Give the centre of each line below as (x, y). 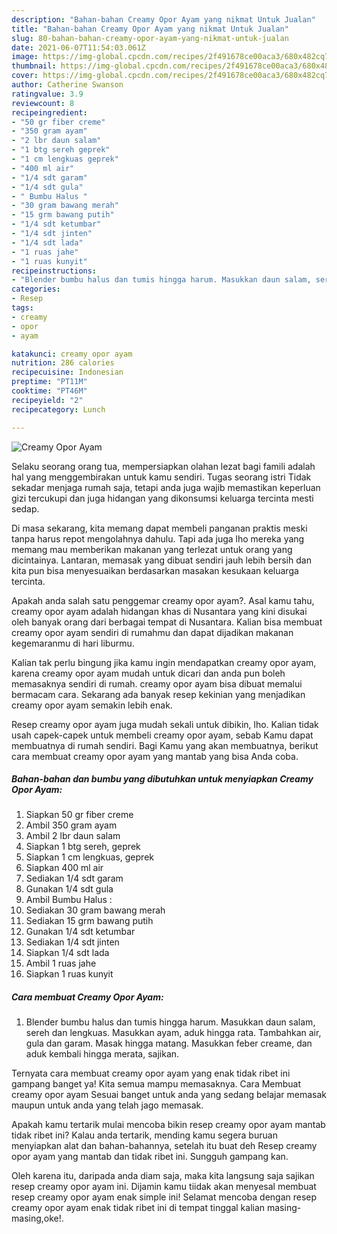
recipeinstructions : (54, 271)
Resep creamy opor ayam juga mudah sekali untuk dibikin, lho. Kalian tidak (165, 724)
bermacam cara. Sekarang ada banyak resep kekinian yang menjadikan (158, 694)
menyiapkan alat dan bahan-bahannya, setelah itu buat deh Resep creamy (164, 1146)
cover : (25, 76)
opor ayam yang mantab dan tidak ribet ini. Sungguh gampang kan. (150, 1157)
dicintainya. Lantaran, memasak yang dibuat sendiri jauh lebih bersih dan (161, 560)
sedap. (25, 508)
